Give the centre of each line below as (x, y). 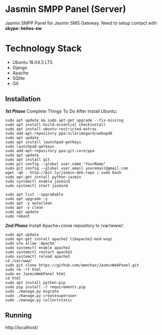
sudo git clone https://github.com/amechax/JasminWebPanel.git (72, 265)
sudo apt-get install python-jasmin (43, 177)
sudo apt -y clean (24, 207)
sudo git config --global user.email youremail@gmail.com (67, 168)
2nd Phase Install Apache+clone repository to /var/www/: (65, 225)
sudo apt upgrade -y (27, 199)
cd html (13, 278)
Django (20, 67)
